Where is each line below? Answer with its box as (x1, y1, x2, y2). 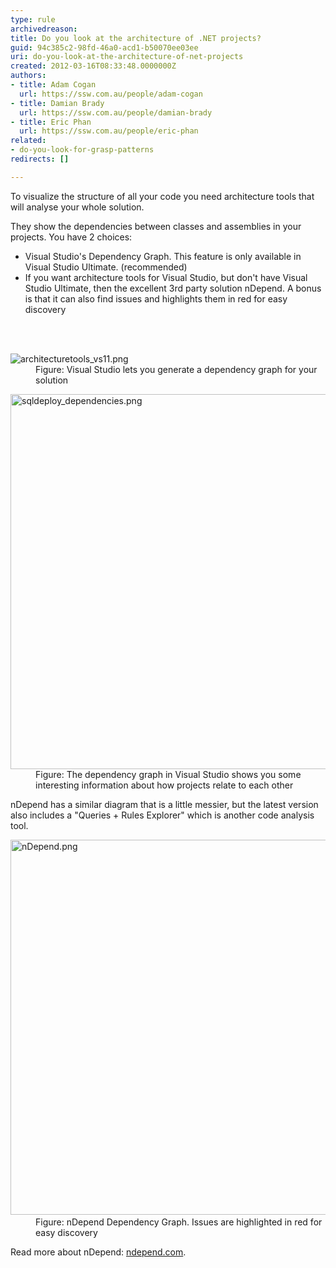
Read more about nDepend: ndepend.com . (10, 1246, 187, 1258)
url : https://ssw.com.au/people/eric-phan (19, 126, 199, 136)
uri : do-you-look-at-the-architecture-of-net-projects (10, 52, 244, 62)
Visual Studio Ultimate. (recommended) (24, 261, 188, 273)
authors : (10, 71, 47, 81)
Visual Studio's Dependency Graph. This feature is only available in (24, 250, 302, 262)
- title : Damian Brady (10, 98, 105, 108)
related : (10, 136, 47, 146)
